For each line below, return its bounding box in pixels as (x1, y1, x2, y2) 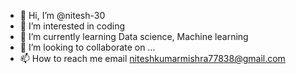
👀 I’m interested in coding (19, 20, 126, 32)
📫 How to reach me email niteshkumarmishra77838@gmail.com (19, 53, 286, 64)
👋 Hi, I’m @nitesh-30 (19, 10, 106, 21)
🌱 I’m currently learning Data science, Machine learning (19, 31, 249, 42)
